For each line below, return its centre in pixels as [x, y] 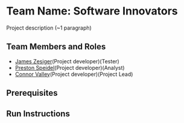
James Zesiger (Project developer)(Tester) [67, 61]
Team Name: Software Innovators [92, 11]
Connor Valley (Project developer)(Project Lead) [74, 74]
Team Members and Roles [56, 47]
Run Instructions [38, 114]
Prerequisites [32, 93]
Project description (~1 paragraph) [49, 28]
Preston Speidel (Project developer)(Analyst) [70, 68]
